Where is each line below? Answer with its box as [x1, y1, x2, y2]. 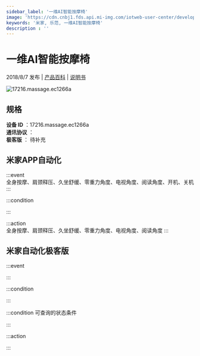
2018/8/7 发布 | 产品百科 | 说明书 [6, 74, 86, 81]
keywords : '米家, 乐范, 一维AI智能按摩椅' [6, 20, 103, 26]
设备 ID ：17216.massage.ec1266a [6, 121, 89, 128]
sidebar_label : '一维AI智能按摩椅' [6, 8, 88, 15]
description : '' [6, 25, 49, 32]
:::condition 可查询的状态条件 [6, 309, 77, 316]
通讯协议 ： [6, 129, 34, 136]
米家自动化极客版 [6, 246, 69, 256]
